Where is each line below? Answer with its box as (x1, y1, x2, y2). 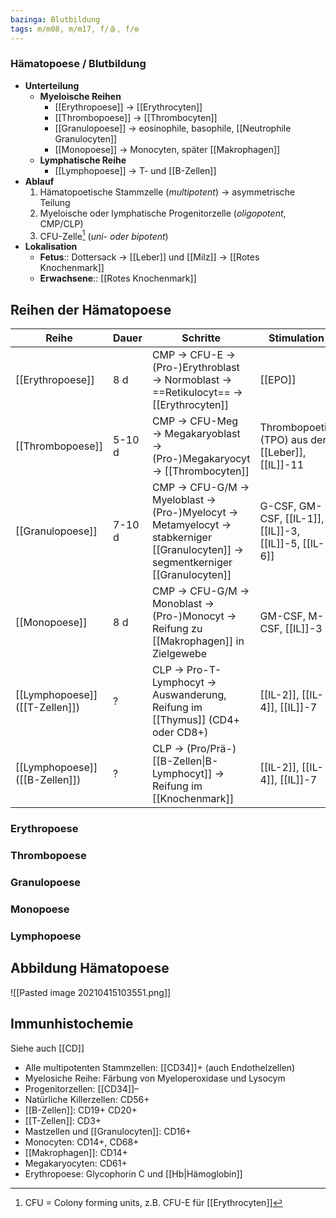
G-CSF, (259, 499, 297, 513)
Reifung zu (151, 622, 203, 636)
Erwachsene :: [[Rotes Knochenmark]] (39, 272, 197, 285)
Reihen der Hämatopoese (10, 301, 172, 318)
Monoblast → (151, 597, 215, 611)
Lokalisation (24, 241, 78, 253)
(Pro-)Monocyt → (151, 609, 237, 623)
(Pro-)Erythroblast (151, 361, 240, 375)
